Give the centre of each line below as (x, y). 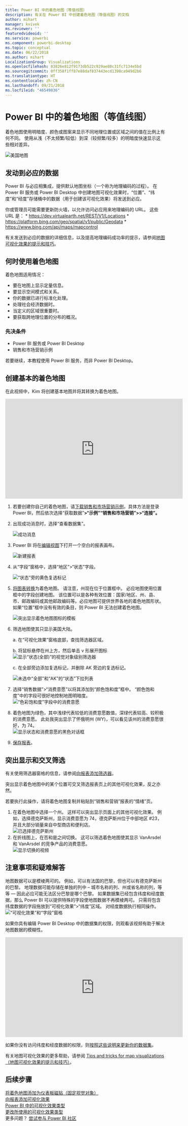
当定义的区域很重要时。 (37, 311)
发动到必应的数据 (32, 173)
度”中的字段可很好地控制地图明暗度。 (51, 696)
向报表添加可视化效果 (27, 1099)
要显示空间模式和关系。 (37, 292)
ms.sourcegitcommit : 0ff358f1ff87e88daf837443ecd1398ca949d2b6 (73, 72)
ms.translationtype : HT (30, 76)
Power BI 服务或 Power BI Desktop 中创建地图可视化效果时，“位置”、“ (78, 192)
